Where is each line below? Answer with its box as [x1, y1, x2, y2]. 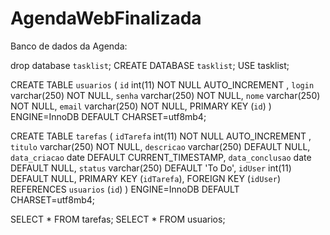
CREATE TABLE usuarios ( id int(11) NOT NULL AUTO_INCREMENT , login [10, 78, 315, 91]
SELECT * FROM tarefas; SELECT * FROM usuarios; [10, 213, 226, 225]
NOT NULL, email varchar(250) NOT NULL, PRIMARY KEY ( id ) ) [10, 100, 272, 112]
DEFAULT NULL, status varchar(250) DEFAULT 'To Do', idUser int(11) [10, 162, 292, 174]
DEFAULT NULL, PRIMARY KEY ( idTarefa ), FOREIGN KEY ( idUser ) [10, 172, 282, 184]
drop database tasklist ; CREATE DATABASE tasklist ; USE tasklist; [10, 59, 290, 71]
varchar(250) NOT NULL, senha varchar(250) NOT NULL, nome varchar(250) [10, 89, 321, 101]
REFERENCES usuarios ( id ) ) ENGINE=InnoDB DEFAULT [10, 183, 240, 195]
